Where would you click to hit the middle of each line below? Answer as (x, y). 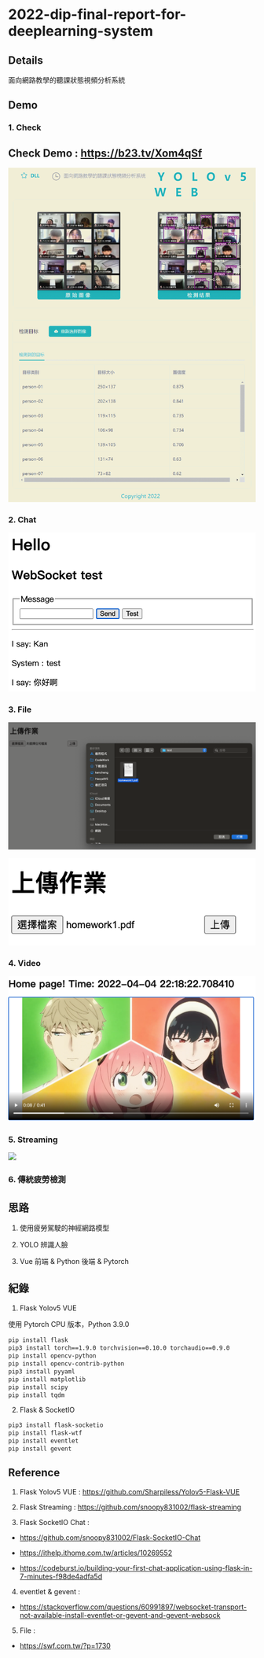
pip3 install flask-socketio (56, 1425)
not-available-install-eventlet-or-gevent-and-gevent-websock (120, 1615)
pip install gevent (40, 1449)
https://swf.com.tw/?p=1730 (65, 1645)
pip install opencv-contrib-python (66, 1363)
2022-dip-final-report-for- (97, 15)
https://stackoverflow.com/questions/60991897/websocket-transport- (133, 1607)
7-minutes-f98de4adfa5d (61, 1576)
